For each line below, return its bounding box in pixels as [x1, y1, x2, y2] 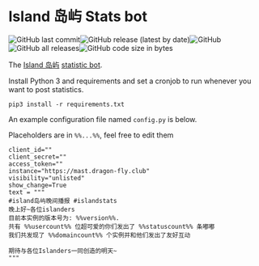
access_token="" [8, 159, 63, 168]
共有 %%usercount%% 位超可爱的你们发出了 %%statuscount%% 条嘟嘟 [8, 222, 215, 230]
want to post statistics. [8, 84, 84, 94]
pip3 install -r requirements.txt [8, 100, 125, 108]
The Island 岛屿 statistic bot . [8, 60, 103, 70]
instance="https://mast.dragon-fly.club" [8, 167, 151, 175]
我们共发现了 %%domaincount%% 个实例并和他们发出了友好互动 [8, 231, 191, 239]
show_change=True [8, 181, 67, 189]
